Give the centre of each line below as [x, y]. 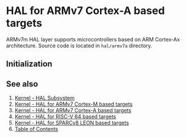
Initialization [29, 64]
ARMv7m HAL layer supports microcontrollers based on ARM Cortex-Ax [93, 39]
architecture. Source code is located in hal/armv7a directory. [79, 46]
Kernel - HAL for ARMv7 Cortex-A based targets [73, 111]
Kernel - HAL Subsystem [44, 98]
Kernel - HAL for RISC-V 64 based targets [65, 117]
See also [22, 84]
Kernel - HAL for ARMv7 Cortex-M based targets [74, 104]
